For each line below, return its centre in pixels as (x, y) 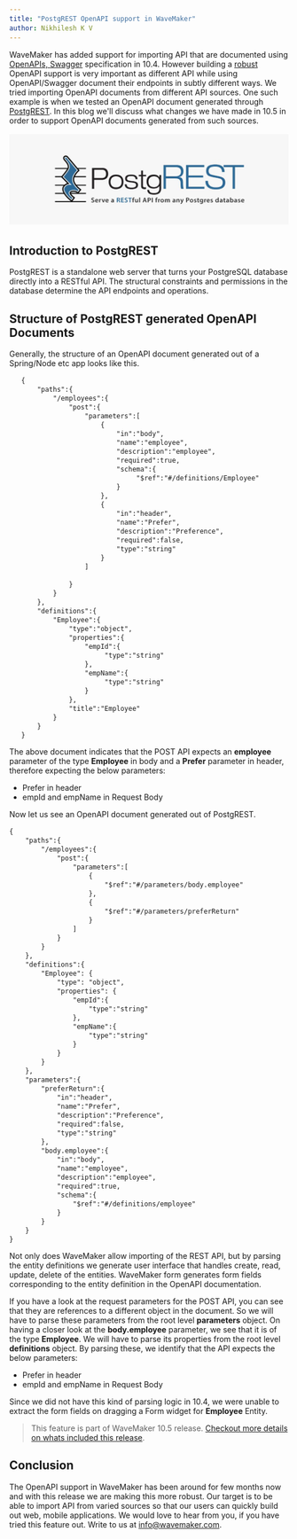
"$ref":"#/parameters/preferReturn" (172, 911)
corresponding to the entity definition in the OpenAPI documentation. (135, 1284)
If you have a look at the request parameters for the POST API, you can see (146, 1301)
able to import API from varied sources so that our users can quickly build (144, 1505)
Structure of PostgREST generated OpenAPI (133, 319)
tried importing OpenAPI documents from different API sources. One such (144, 92)
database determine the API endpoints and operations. (109, 291)
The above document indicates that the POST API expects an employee (141, 751)
